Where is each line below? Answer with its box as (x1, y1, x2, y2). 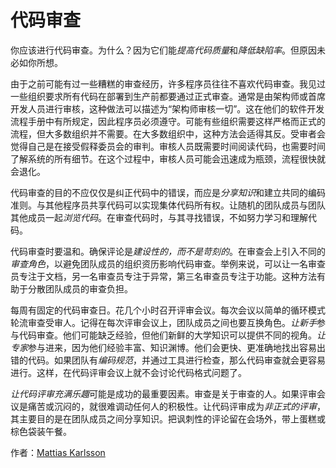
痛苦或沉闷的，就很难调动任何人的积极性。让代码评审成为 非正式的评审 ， (27, 400, 326, 412)
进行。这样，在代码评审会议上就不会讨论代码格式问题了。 (10, 366, 247, 378)
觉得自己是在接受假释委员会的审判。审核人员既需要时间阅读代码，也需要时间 (10, 140, 326, 152)
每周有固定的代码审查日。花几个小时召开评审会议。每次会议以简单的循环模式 (10, 304, 326, 316)
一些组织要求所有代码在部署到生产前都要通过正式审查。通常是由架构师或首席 (10, 90, 326, 102)
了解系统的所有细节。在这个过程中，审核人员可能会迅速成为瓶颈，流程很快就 (10, 152, 326, 165)
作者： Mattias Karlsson (10, 446, 106, 458)
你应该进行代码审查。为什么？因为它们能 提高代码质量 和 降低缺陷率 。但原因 (10, 44, 317, 56)
